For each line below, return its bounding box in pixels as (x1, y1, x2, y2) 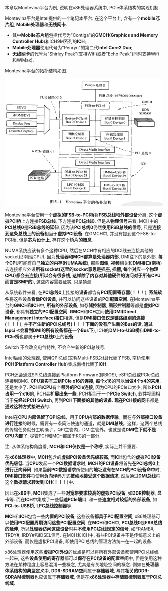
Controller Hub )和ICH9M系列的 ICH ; (12, 38, 86, 44)
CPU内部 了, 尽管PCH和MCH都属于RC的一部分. (5, 433, 101, 439)
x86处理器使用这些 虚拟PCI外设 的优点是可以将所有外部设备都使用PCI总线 (5, 549, 155, 555)
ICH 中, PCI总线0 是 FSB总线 (107, 519, 162, 525)
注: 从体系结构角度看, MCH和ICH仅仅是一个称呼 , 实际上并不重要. (5, 443, 137, 449)
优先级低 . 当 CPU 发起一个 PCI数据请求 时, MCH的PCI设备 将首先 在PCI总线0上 (5, 460, 160, 466)
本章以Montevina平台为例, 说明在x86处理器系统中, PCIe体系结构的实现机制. (5, 5, 160, 10)
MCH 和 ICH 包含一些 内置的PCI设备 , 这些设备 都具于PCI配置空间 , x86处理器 (5, 513, 156, 519)
